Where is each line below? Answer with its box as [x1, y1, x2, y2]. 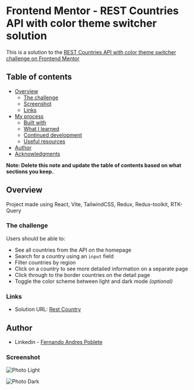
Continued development [23, 131, 83, 138]
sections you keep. [6, 168, 54, 175]
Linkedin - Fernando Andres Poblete [14, 338, 103, 345]
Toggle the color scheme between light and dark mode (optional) [14, 277, 173, 285]
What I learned [23, 125, 60, 132]
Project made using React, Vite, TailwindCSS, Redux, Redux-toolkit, [6, 200, 170, 207]
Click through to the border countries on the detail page [14, 271, 150, 278]
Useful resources [23, 137, 66, 145]
